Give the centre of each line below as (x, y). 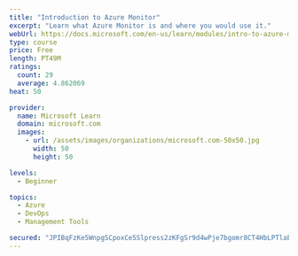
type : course (33, 42)
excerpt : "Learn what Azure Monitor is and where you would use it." (141, 26)
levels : (24, 173)
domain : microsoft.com (59, 124)
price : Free (31, 50)
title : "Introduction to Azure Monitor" (85, 17)
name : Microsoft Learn (59, 116)
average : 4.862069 (51, 83)
